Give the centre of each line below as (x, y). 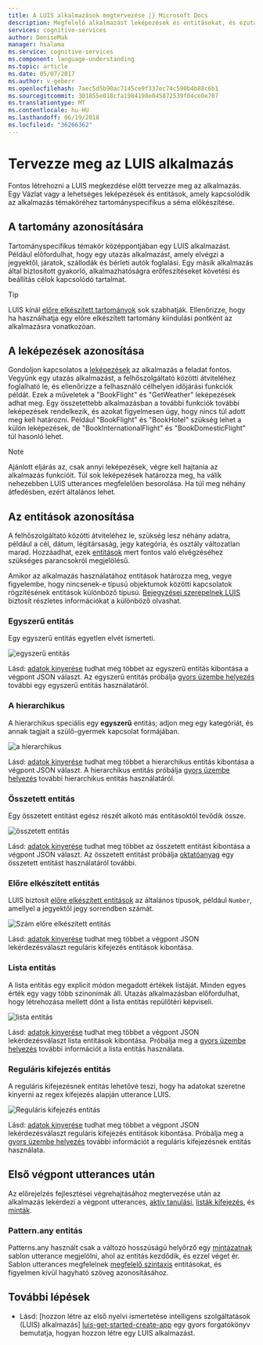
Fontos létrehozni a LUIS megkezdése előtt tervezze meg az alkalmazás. (125, 185)
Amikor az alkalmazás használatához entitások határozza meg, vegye (120, 576)
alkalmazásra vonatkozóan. (52, 326)
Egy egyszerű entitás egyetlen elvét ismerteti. (82, 638)
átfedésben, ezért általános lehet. (62, 492)
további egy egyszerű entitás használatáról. (78, 685)
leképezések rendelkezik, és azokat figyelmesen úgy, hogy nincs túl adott (127, 411)
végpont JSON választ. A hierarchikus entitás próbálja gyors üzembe (119, 769)
